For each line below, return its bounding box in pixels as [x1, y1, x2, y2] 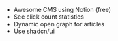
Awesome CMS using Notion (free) [13, 6, 111, 13]
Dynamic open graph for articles [13, 20, 104, 28]
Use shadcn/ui [13, 27, 55, 35]
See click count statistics [13, 13, 84, 21]
